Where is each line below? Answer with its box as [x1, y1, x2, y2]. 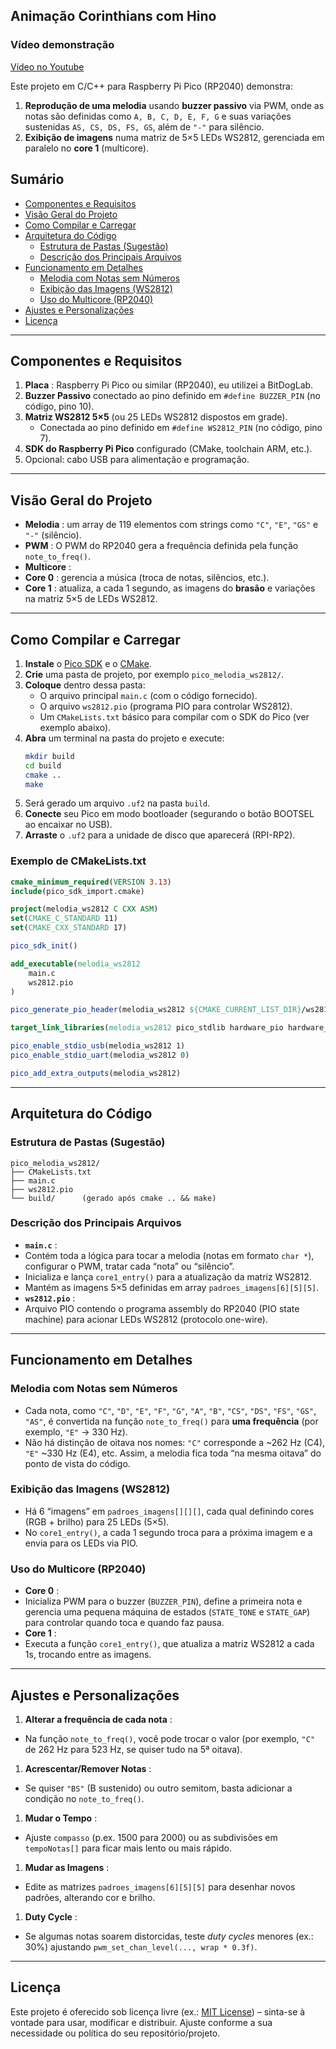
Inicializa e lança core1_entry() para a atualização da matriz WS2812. [24, 1270, 312, 1283]
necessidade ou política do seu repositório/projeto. [10, 2027, 221, 2039]
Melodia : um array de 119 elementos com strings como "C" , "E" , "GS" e [24, 519, 319, 531]
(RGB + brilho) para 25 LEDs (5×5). [24, 1515, 170, 1528]
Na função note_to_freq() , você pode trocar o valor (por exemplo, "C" [24, 1732, 316, 1744]
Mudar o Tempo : [24, 1812, 98, 1824]
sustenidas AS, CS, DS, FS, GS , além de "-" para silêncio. [24, 120, 265, 133]
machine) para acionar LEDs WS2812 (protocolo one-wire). [24, 1313, 268, 1325]
